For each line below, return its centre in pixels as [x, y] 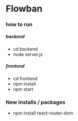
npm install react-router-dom [43, 113]
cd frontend [25, 79]
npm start [23, 89]
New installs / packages [36, 102]
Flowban [24, 9]
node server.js [28, 54]
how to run [19, 25]
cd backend [25, 49]
